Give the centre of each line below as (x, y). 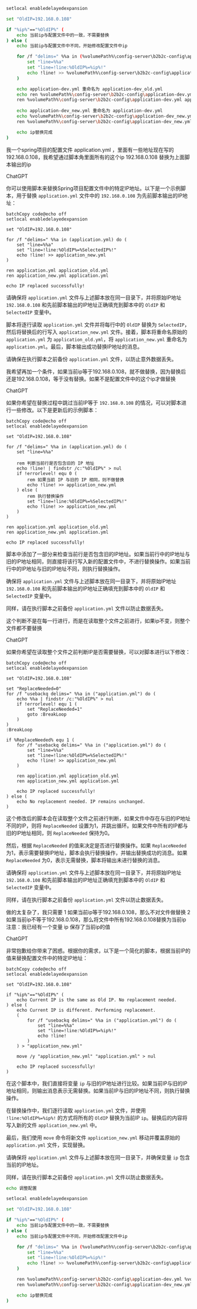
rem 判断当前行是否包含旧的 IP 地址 (56, 463)
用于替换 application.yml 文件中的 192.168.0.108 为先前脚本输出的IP (99, 195)
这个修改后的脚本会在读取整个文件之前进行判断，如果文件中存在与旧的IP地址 (98, 818)
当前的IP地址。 (24, 1165)
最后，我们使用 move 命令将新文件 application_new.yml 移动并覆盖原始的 (93, 1137)
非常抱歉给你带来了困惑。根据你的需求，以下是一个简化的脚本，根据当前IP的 (98, 951)
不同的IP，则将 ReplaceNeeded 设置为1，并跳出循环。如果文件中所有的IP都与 (97, 825)
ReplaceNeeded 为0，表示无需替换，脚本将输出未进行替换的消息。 (84, 860)
